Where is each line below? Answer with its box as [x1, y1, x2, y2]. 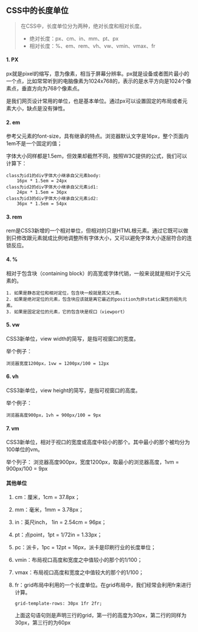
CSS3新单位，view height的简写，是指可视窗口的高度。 [6, 387, 141, 394]
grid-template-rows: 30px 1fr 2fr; [14, 601, 103, 607]
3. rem [6, 213, 22, 220]
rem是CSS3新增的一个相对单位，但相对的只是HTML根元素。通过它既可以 [6, 227, 184, 234]
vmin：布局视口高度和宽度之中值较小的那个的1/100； [14, 556, 143, 563]
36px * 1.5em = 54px [16, 201, 67, 207]
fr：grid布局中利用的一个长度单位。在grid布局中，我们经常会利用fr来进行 [14, 581, 192, 589]
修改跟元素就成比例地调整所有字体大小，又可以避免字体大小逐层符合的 [16, 234, 187, 242]
